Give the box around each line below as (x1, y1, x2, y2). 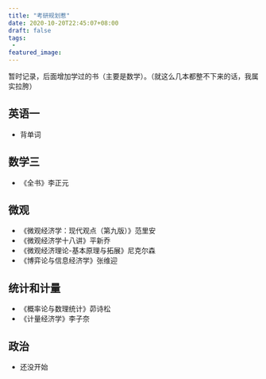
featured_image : (8, 49, 62, 57)
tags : (8, 33, 26, 42)
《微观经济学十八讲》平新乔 (19, 236, 111, 245)
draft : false (8, 26, 52, 34)
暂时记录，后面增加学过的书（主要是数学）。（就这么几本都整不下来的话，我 (8, 72, 252, 80)
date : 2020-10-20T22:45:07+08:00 (8, 19, 119, 27)
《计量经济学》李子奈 (19, 314, 90, 323)
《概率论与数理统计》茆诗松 (19, 304, 111, 314)
